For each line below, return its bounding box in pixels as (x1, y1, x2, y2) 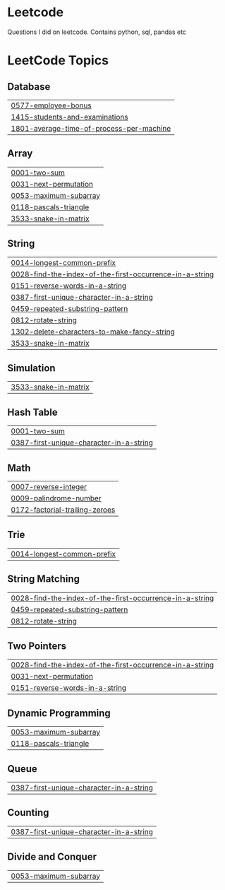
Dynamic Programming (7, 707, 111, 719)
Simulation (7, 362, 56, 374)
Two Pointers (7, 640, 67, 652)
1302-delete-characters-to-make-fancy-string (11, 327, 175, 336)
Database (7, 81, 51, 93)
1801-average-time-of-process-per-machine (11, 123, 171, 133)
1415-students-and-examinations (11, 112, 128, 122)
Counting (7, 807, 49, 819)
